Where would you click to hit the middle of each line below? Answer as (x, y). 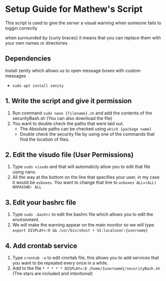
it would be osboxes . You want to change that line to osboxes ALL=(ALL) (84, 182)
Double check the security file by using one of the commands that (87, 134)
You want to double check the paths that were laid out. (68, 123)
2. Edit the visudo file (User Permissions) (69, 155)
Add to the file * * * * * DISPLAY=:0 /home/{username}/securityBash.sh (86, 268)
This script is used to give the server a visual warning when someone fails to (83, 23)
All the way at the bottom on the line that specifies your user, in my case (86, 177)
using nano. (24, 172)
